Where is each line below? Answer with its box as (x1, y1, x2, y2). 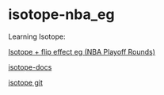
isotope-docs (8, 62, 52, 72)
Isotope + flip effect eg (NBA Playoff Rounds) (8, 47, 156, 56)
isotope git (8, 78, 44, 87)
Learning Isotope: (8, 32, 66, 41)
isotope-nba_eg (8, 6, 115, 24)
